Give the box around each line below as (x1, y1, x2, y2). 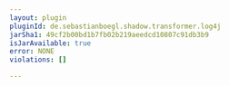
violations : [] (9, 55, 67, 64)
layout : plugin (9, 13, 67, 23)
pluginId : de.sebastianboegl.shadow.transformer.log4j (9, 22, 222, 31)
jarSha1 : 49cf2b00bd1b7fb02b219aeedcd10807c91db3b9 (9, 30, 209, 39)
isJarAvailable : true (9, 38, 92, 48)
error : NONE (9, 47, 55, 56)
